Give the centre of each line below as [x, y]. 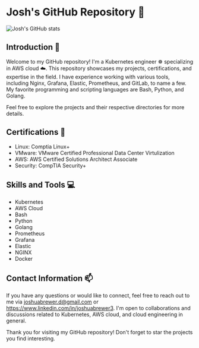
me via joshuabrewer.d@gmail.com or [53, 302]
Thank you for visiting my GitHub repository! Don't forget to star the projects [99, 333]
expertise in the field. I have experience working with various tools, [88, 77]
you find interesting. [31, 338]
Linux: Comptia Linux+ [42, 146]
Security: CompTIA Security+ [50, 165]
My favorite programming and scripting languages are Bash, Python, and [95, 89]
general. [16, 321]
